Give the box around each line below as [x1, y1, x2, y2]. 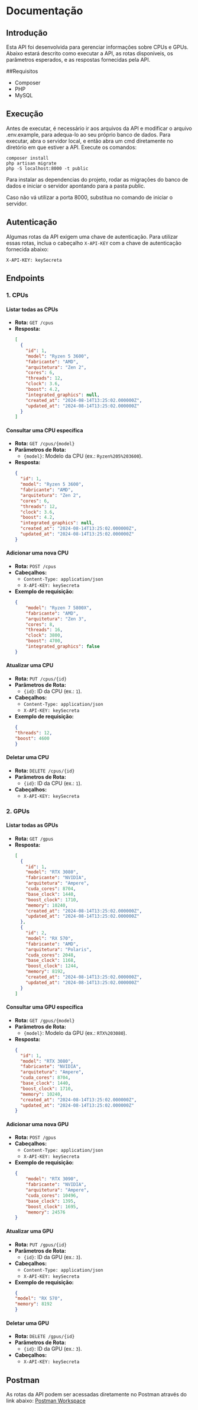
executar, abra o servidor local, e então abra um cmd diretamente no [6, 137, 173, 144]
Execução [6, 109, 44, 119]
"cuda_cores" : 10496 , [25, 1192, 79, 1199]
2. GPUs [6, 807, 30, 815]
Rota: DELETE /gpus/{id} [14, 1333, 75, 1340]
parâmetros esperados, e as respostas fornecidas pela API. [6, 56, 151, 63]
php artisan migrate [6, 160, 57, 166]
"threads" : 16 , [25, 627, 63, 633]
